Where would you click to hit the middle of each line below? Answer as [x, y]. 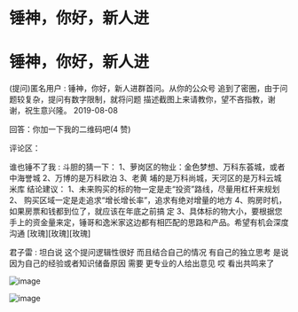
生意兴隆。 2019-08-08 [75, 111]
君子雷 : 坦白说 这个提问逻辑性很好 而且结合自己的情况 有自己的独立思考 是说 [149, 253]
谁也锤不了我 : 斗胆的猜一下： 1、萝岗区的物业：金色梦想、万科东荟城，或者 [147, 167]
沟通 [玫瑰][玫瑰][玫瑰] [50, 234]
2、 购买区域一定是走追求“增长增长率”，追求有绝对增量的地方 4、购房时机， [148, 200]
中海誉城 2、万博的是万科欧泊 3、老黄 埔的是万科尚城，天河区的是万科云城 [145, 178]
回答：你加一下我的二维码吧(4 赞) [70, 129]
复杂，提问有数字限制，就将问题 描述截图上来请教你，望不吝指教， [146, 99]
